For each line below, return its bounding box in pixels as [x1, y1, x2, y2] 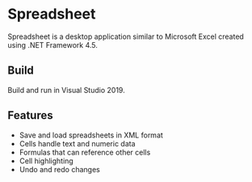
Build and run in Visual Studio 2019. [7, 85, 126, 95]
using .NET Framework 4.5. [7, 40, 99, 49]
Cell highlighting [19, 155, 73, 166]
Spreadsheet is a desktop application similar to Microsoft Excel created [7, 32, 244, 41]
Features [7, 108, 53, 122]
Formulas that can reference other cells [19, 147, 151, 157]
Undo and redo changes [19, 164, 100, 174]
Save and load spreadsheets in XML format [19, 130, 163, 140]
